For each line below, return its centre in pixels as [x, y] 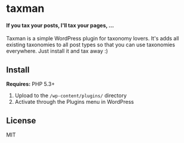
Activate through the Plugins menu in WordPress [74, 102]
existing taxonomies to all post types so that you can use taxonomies [91, 45]
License [21, 120]
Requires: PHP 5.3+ [31, 84]
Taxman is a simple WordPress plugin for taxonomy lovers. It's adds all [93, 39]
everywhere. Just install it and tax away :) [57, 51]
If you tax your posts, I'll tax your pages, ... [60, 25]
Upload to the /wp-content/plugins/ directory [71, 96]
